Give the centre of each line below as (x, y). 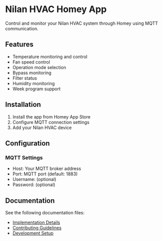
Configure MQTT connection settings (51, 122)
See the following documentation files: (45, 213)
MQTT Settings (24, 157)
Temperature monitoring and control (50, 56)
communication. (22, 28)
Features (19, 45)
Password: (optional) (34, 185)
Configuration (28, 143)
